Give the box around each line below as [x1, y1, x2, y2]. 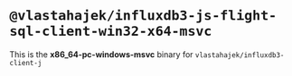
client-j [9, 58, 42, 67]
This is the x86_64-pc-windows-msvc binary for [9, 48, 193, 60]
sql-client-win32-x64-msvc [9, 23, 212, 40]
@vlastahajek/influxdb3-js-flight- [9, 7, 278, 24]
